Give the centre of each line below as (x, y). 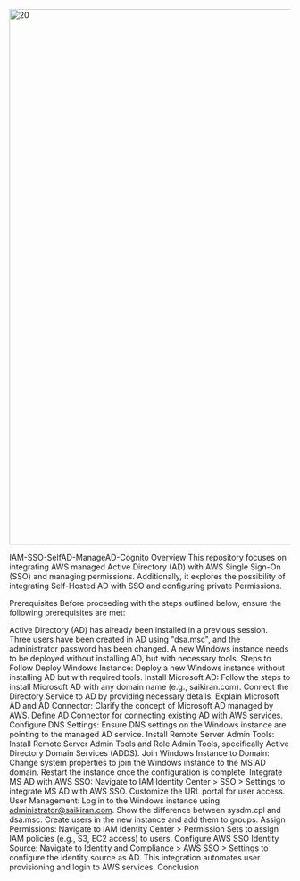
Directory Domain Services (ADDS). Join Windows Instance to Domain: (139, 753)
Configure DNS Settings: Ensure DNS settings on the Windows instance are (148, 725)
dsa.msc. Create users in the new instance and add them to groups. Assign (147, 819)
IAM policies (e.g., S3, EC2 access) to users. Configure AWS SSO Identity (144, 839)
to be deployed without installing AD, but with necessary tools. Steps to (140, 658)
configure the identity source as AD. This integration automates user (135, 857)
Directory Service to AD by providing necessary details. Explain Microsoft (144, 696)
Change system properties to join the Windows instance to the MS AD (137, 763)
